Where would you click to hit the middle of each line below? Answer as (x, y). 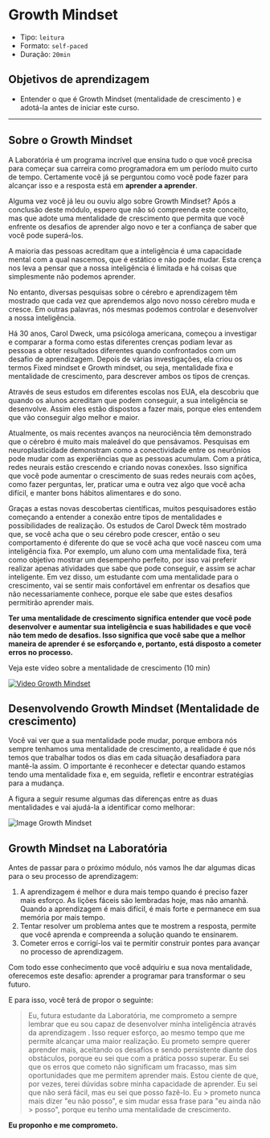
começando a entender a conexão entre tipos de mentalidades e (115, 517)
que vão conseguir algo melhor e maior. (74, 417)
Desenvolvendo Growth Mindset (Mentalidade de (134, 709)
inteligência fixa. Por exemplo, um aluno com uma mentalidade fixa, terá (128, 551)
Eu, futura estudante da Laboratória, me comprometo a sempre (132, 1016)
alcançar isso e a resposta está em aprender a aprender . (103, 185)
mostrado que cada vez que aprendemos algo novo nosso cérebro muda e (132, 300)
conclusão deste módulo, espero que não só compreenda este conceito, (129, 209)
